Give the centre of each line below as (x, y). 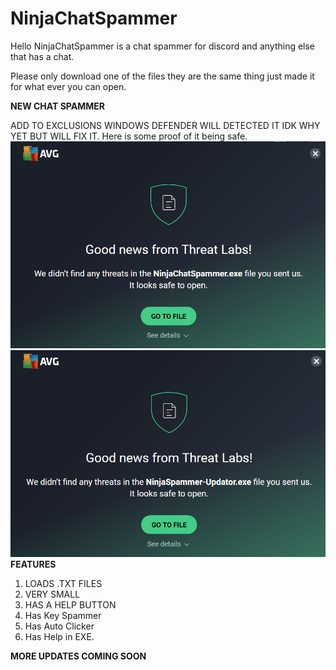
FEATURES (33, 564)
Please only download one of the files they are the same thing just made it (162, 76)
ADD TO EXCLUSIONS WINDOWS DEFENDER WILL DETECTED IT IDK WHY (165, 125)
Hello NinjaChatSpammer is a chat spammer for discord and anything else (163, 46)
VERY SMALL (52, 594)
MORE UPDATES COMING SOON (78, 656)
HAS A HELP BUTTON (70, 604)
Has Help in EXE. (59, 636)
